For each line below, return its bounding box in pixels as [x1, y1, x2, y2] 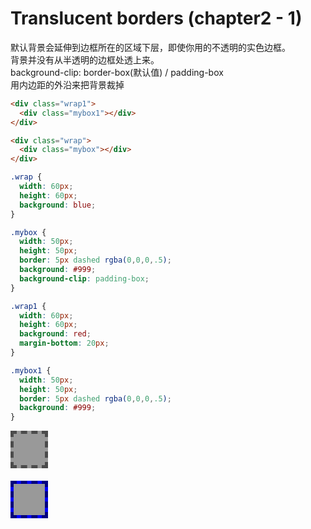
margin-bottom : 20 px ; [19, 338, 110, 349]
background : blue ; [19, 200, 97, 210]
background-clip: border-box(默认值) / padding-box [10, 66, 224, 78]
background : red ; [19, 329, 92, 339]
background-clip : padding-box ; [19, 273, 150, 284]
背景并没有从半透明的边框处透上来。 [10, 53, 160, 66]
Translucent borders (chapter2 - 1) [10, 7, 303, 30]
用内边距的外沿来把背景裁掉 [10, 78, 125, 91]
